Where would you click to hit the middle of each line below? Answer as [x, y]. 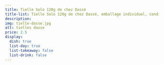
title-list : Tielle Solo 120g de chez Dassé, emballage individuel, [76, 14]
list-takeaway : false [31, 50]
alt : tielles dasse [25, 28]
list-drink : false [28, 55]
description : [18, 19]
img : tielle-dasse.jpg [28, 23]
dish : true [20, 42]
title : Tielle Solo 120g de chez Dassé [46, 10]
